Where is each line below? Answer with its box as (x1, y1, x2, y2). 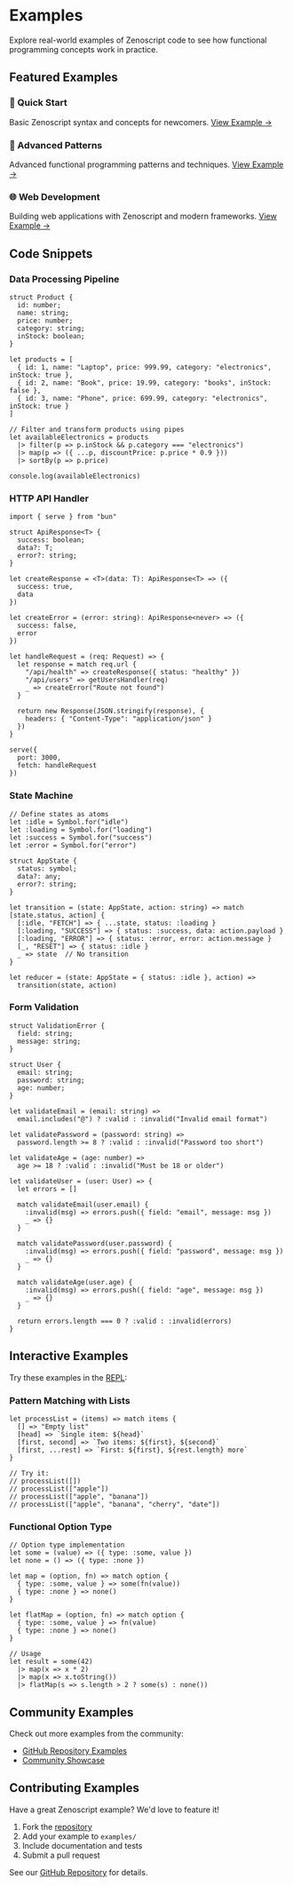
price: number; (17, 316, 74, 325)
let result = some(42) (9, 1658, 93, 1667)
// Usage (9, 1650, 42, 1659)
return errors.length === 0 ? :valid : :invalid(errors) (17, 1317, 233, 1325)
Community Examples (9, 1705, 134, 1720)
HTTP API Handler (9, 492, 89, 505)
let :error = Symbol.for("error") (9, 840, 138, 849)
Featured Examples (9, 70, 118, 85)
